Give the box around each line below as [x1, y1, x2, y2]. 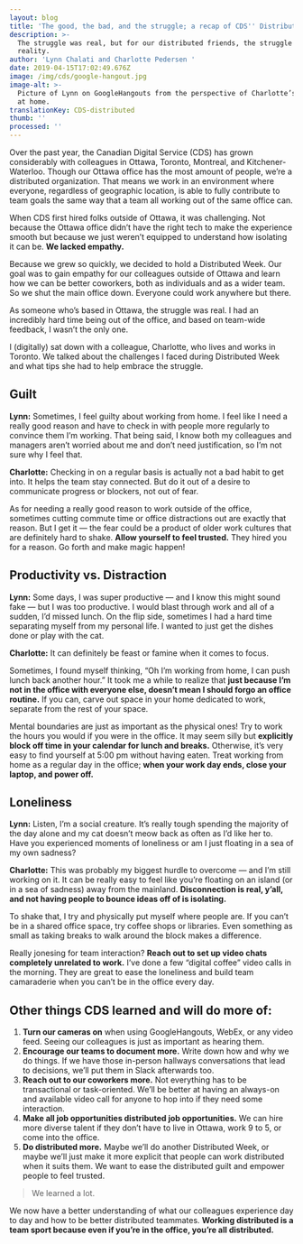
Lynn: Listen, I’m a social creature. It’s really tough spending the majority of [9, 818, 289, 830]
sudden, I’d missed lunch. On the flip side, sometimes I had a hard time [9, 611, 272, 622]
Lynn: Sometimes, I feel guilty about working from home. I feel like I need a [9, 410, 289, 421]
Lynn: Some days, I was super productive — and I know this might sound [9, 592, 281, 603]
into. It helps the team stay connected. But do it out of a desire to [9, 475, 251, 487]
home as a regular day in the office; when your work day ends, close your [9, 759, 287, 769]
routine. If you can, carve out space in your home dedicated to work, [9, 694, 266, 705]
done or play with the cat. [9, 630, 105, 640]
